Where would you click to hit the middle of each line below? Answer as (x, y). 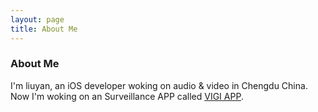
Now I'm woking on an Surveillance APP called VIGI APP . (127, 96)
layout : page (37, 19)
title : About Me (44, 29)
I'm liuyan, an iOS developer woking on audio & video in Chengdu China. (159, 85)
